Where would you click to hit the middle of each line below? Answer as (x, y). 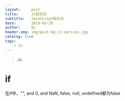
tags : (10, 41)
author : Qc (20, 28)
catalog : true (19, 37)
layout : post (23, 9)
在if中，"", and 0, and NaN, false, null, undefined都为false (63, 93)
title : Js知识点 (26, 14)
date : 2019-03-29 (29, 23)
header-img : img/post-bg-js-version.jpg (47, 32)
